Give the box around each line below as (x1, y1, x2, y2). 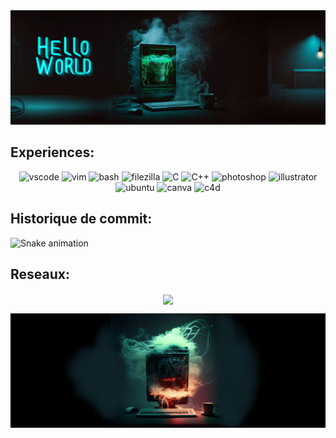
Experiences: (10, 144, 95, 161)
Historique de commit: (10, 210, 153, 228)
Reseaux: (10, 266, 70, 283)
